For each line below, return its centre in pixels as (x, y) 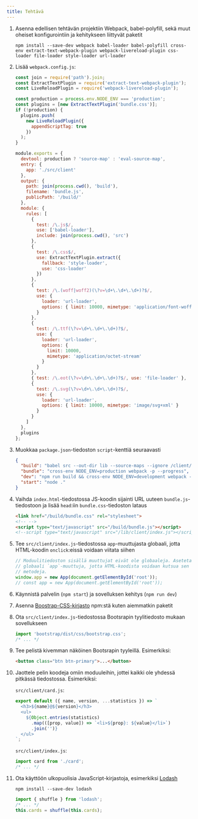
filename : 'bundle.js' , (55, 192)
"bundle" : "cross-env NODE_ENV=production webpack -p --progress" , (105, 471)
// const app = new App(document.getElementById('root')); (89, 583)
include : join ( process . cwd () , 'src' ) (83, 236)
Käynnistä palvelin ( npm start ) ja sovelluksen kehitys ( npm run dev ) (96, 594)
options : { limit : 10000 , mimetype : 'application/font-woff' (118, 307)
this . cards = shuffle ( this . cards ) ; (59, 810)
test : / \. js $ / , (55, 224)
